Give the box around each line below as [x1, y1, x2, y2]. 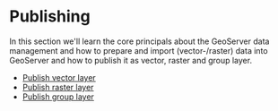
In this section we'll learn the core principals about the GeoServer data [9, 36, 270, 47]
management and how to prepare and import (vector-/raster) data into [9, 45, 268, 55]
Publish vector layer [22, 72, 96, 82]
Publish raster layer [22, 81, 94, 92]
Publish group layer [22, 91, 94, 102]
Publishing [9, 6, 91, 27]
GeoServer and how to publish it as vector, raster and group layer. [9, 55, 253, 65]
